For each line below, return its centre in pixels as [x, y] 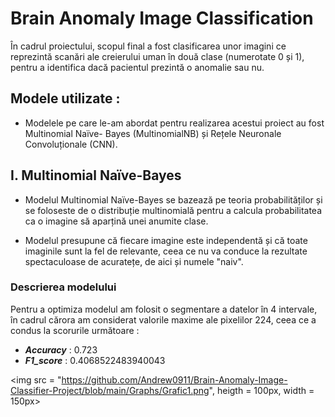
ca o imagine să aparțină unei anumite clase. [116, 221]
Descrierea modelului [63, 287]
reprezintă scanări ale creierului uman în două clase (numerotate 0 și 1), [157, 56]
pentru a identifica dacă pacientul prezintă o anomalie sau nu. [137, 67]
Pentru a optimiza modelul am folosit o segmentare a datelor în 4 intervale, [164, 309]
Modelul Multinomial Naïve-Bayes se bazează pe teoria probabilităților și [173, 199]
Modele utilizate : [65, 98]
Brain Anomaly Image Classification [162, 18]
